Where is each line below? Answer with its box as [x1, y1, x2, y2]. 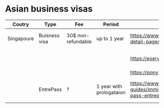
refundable [66, 38, 92, 45]
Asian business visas [5, 3, 93, 15]
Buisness [39, 32, 60, 39]
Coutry [12, 21, 29, 28]
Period [103, 21, 119, 28]
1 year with [96, 83, 123, 90]
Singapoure [7, 35, 34, 42]
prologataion [96, 89, 126, 95]
